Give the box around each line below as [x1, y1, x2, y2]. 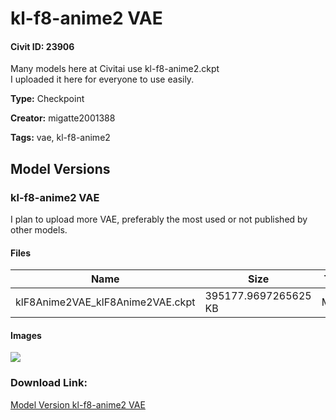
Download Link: [10, 376, 88, 390]
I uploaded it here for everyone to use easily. [10, 73, 195, 86]
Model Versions [10, 160, 111, 177]
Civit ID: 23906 [10, 40, 75, 52]
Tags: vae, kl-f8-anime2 [10, 132, 111, 144]
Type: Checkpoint [10, 93, 85, 105]
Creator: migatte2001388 [10, 112, 116, 124]
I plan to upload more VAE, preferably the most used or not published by [10, 213, 308, 226]
